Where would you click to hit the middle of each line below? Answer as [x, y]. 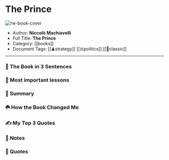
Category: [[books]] [33, 43]
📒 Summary [20, 93]
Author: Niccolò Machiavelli [42, 33]
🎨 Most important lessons [37, 80]
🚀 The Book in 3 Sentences [38, 66]
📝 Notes [15, 138]
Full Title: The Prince [34, 38]
